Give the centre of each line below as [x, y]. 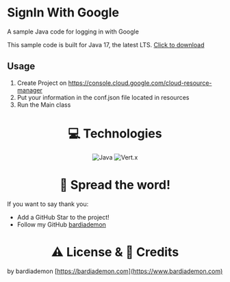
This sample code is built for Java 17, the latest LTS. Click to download [106, 44]
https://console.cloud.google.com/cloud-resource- [140, 83]
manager [30, 90]
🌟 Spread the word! [115, 184]
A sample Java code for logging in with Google [73, 31]
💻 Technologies [115, 133]
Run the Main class [44, 105]
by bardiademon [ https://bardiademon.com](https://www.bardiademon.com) [115, 271]
